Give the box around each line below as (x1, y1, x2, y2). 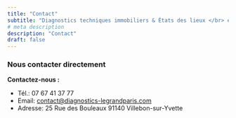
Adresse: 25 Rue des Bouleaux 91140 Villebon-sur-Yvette (17, 104, 183, 112)
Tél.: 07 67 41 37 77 (17, 89, 74, 98)
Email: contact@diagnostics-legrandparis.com (17, 96, 152, 105)
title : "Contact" (7, 10, 58, 18)
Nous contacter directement (7, 60, 106, 70)
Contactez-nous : (7, 75, 60, 84)
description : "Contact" (7, 29, 77, 37)
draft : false (7, 37, 46, 44)
